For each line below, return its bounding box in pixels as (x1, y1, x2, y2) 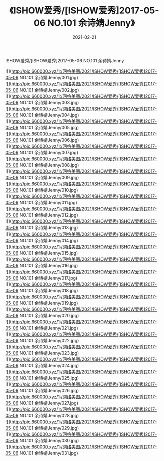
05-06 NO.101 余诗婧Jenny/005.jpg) (5, 124, 79, 130)
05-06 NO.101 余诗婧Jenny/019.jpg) (5, 300, 78, 306)
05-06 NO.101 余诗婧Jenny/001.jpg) (5, 74, 79, 80)
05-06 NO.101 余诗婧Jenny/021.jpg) (5, 325, 79, 331)
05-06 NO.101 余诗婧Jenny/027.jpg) (5, 400, 79, 406)
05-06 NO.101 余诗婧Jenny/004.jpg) (5, 112, 79, 118)
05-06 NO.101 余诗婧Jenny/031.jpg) (5, 450, 79, 456)
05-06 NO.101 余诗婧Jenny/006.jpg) (5, 137, 79, 143)
